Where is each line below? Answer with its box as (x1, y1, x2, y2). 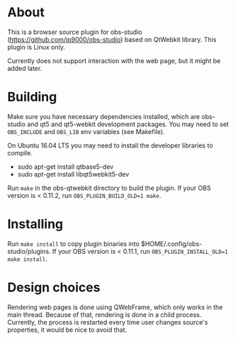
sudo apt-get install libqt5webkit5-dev (17, 169, 130, 178)
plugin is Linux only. (7, 43, 65, 51)
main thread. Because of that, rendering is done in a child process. (7, 310, 202, 319)
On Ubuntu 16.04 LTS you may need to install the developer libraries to (7, 141, 213, 150)
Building (7, 89, 57, 105)
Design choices (7, 279, 101, 295)
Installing (7, 216, 64, 233)
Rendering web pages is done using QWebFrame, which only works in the (7, 303, 223, 311)
